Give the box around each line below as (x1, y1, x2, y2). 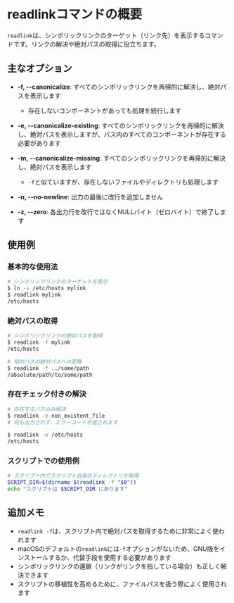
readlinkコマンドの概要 (7, 6, 143, 23)
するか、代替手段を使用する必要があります (48, 553, 172, 561)
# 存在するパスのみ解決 (7, 406, 67, 413)
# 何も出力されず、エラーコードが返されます (7, 418, 118, 426)
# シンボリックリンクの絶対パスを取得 (7, 332, 103, 340)
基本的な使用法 (7, 262, 58, 272)
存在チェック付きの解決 (7, 389, 86, 399)
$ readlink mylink (7, 292, 61, 299)
